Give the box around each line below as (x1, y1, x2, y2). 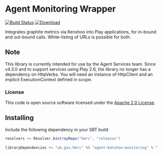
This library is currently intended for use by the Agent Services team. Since (5, 61, 156, 67)
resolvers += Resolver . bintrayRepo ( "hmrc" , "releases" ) (5, 136, 121, 141)
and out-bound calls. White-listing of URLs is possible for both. (5, 34, 131, 40)
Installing (5, 114, 34, 122)
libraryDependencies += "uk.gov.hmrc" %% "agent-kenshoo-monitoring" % (5, 145, 153, 150)
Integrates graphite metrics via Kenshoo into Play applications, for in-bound (5, 29, 157, 34)
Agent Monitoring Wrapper (5, 3, 116, 15)
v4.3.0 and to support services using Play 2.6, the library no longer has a (5, 66, 151, 72)
